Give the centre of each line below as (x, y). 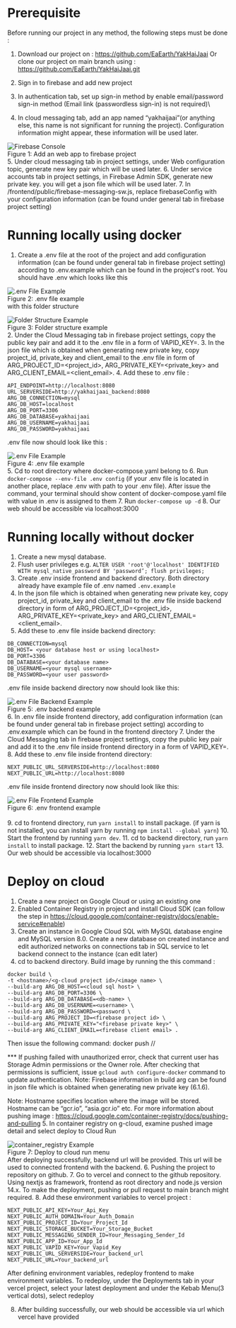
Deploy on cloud (56, 881)
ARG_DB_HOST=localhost (41, 404)
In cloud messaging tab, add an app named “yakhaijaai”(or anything (116, 118)
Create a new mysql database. (62, 557)
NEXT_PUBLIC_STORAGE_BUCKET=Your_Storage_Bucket (80, 1229)
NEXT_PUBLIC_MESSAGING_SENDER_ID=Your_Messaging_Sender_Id (96, 1235)
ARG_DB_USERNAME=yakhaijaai (49, 423)
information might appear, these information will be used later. (108, 132)
